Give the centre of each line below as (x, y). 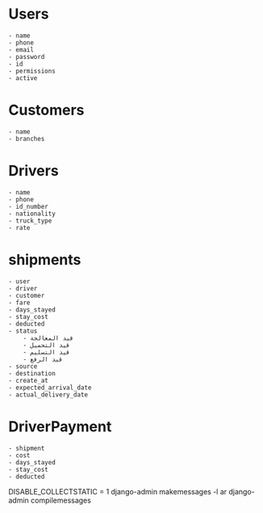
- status (23, 331)
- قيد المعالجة (48, 338)
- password (27, 57)
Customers (46, 110)
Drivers (33, 171)
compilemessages (61, 500)
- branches (27, 138)
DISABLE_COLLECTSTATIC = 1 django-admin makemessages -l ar (118, 491)
